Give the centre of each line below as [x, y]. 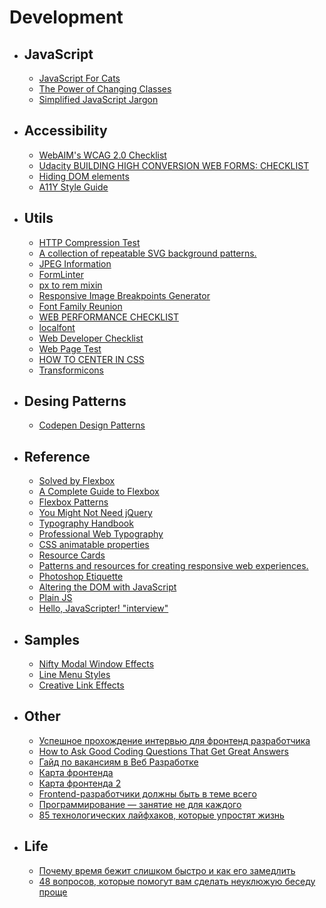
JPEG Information [75, 263]
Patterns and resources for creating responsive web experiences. [173, 566]
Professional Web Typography [101, 534]
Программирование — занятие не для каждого [140, 804]
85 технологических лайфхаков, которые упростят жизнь [161, 815]
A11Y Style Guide [73, 187]
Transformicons [71, 370]
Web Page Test [70, 348]
